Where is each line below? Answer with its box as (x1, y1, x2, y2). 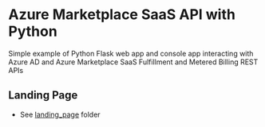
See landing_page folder (19, 110, 101, 119)
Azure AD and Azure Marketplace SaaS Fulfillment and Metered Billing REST (8, 57, 259, 67)
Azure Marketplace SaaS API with (8, 6, 235, 24)
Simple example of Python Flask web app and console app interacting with (8, 48, 254, 58)
